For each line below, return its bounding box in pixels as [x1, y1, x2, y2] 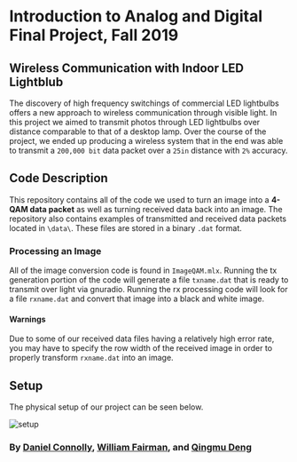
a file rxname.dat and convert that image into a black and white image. [9, 293, 264, 304]
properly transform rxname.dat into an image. [9, 353, 175, 363]
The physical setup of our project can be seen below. [9, 402, 204, 412]
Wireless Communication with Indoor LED [9, 60, 244, 76]
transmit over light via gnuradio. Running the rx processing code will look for [9, 284, 288, 295]
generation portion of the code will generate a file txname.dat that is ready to [9, 275, 289, 285]
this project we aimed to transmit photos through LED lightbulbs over [9, 117, 261, 127]
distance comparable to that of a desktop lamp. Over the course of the [9, 126, 267, 137]
